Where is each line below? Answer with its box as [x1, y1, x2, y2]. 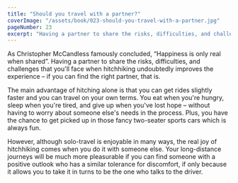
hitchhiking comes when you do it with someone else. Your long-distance [7, 145, 222, 153]
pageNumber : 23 [7, 23, 52, 30]
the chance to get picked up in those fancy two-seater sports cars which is [7, 116, 227, 125]
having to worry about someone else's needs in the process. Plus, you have [7, 109, 229, 117]
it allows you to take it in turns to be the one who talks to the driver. [7, 167, 203, 176]
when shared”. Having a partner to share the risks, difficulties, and [7, 57, 200, 66]
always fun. [7, 123, 41, 132]
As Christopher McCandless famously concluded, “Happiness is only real [7, 50, 221, 58]
